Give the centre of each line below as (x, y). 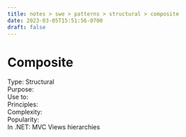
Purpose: (21, 89)
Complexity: (25, 112)
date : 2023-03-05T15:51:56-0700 (55, 21)
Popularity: (23, 120)
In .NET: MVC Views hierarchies (54, 127)
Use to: (18, 97)
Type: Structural (31, 82)
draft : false (27, 27)
